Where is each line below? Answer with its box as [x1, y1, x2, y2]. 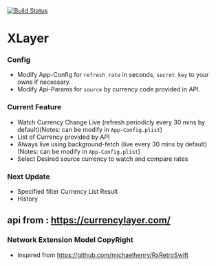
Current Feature [7, 102, 62, 112]
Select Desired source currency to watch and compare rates [17, 155, 188, 163]
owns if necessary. [17, 78, 71, 86]
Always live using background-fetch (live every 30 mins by [17, 140, 184, 148]
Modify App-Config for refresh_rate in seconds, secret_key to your [17, 71, 209, 79]
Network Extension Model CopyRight [7, 235, 134, 245]
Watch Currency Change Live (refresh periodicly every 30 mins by [17, 118, 205, 126]
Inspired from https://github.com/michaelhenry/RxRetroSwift [17, 251, 189, 259]
